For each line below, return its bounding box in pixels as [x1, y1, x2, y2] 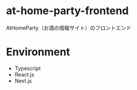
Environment [6, 45, 71, 59]
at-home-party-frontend [6, 4, 129, 18]
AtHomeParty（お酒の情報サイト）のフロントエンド [6, 24, 132, 31]
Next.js [14, 77, 32, 84]
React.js [14, 71, 35, 78]
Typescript [14, 65, 41, 72]
